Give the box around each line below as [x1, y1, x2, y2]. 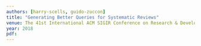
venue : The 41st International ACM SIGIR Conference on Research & [6, 20, 178, 26]
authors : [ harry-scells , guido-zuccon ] [6, 8, 106, 15]
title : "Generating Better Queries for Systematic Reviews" [6, 14, 160, 20]
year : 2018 [6, 25, 33, 32]
